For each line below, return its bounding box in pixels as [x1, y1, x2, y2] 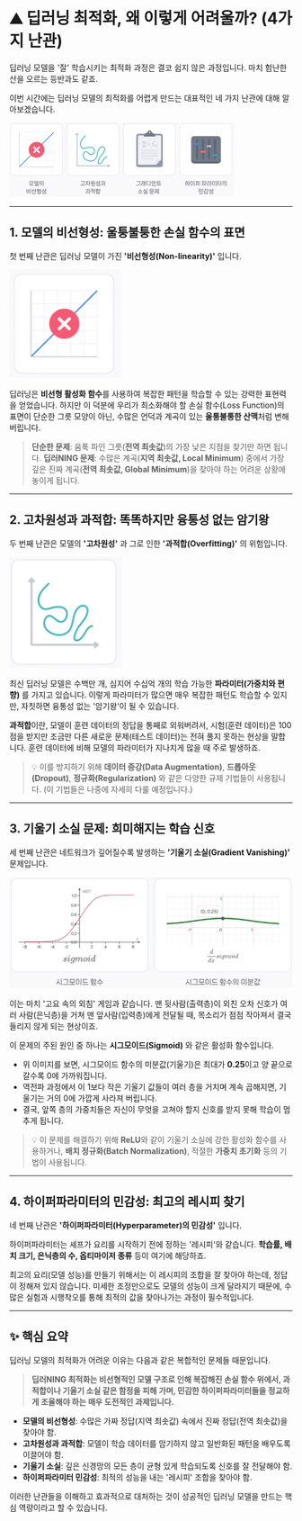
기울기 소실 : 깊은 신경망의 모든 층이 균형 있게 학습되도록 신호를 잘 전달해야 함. [22, 1460, 293, 1471]
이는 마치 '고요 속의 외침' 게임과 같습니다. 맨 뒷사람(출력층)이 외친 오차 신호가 [9, 998, 279, 1009]
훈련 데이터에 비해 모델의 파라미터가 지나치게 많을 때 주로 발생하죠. [28, 742, 261, 752]
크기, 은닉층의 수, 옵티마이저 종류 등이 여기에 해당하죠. [18, 1250, 207, 1261]
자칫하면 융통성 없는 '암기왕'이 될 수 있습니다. [21, 700, 180, 711]
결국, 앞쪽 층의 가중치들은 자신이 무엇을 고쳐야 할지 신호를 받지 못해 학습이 [22, 1103, 281, 1114]
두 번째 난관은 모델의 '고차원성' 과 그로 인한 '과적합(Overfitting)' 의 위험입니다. [9, 537, 288, 549]
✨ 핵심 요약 [9, 1329, 69, 1345]
